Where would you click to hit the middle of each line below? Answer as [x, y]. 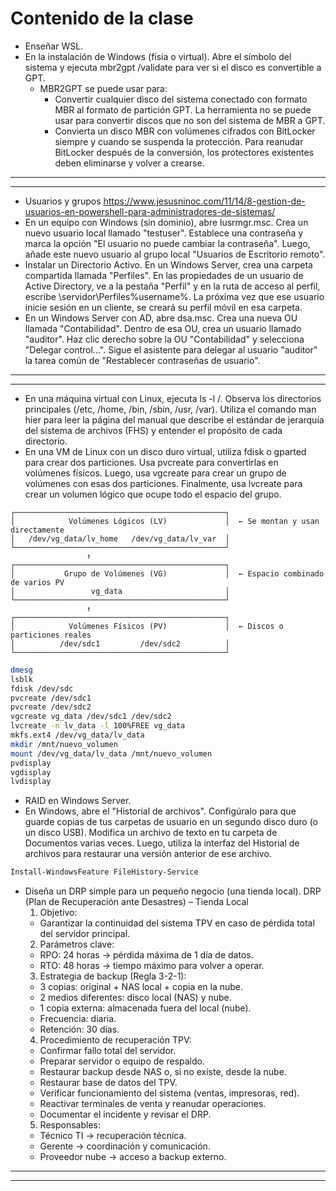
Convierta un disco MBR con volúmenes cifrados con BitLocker [185, 131]
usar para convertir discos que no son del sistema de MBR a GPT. [190, 120]
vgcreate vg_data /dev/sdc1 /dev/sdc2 [91, 717]
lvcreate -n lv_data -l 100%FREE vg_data [98, 726]
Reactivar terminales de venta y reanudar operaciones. [153, 1104]
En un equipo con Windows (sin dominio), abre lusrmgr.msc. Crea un [166, 222]
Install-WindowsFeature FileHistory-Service [104, 872]
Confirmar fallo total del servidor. [108, 1051]
